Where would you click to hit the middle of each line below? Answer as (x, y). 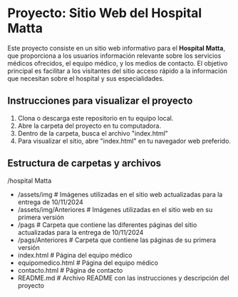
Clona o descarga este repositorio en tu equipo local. (95, 118)
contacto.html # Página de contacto (70, 270)
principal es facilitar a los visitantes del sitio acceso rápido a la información (118, 71)
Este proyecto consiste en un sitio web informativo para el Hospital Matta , (117, 48)
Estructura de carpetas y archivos (84, 163)
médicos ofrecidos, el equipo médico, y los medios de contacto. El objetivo (118, 63)
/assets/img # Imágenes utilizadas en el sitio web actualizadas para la (120, 194)
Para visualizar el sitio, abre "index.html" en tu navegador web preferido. (124, 141)
